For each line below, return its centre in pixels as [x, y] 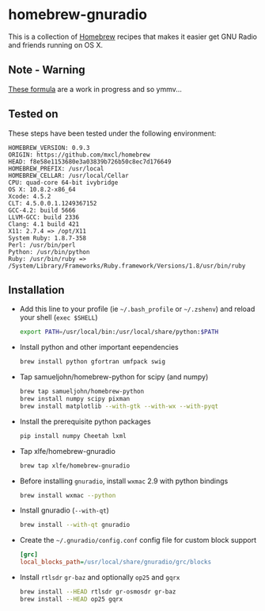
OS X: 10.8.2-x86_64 [42, 189]
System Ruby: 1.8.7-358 [47, 238]
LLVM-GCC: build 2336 [44, 217]
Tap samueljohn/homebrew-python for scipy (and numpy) [114, 377]
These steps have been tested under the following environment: [112, 133]
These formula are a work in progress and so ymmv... [95, 89]
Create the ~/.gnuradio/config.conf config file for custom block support [138, 540]
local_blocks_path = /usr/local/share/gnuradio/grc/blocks [115, 562]
